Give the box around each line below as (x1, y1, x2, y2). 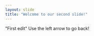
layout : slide (5, 7, 35, 12)
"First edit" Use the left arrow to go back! (5, 25, 90, 31)
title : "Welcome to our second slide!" (5, 12, 88, 17)
